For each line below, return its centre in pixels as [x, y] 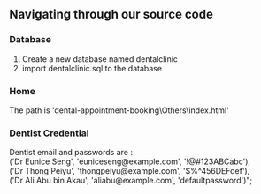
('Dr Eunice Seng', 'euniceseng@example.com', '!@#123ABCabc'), [130, 161]
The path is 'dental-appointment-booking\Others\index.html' [119, 110]
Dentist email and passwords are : [71, 153]
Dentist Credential [49, 133]
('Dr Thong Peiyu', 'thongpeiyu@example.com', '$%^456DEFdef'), [130, 171]
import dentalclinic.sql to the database [92, 68]
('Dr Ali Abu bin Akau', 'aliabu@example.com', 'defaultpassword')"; [131, 181]
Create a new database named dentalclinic [100, 59]
